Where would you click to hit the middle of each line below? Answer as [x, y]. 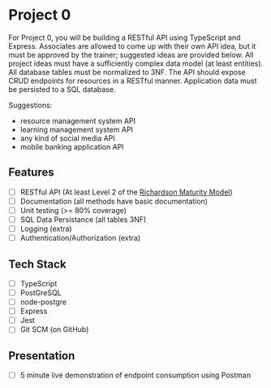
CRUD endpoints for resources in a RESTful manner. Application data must [133, 81]
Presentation [42, 355]
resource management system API [78, 120]
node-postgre [43, 302]
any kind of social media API [67, 138]
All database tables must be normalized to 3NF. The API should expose [127, 72]
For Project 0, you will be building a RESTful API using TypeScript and [125, 37]
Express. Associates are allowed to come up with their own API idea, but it [132, 46]
